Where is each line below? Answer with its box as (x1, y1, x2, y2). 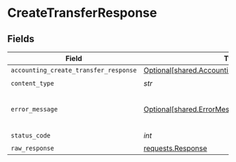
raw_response (11, 144, 55, 152)
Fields (7, 33, 35, 45)
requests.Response (143, 144, 207, 153)
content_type (11, 79, 55, 87)
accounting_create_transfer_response (11, 67, 137, 74)
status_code (11, 131, 51, 140)
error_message (11, 105, 58, 113)
